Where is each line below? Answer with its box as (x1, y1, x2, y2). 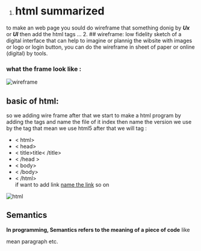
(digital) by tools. (6, 49, 48, 57)
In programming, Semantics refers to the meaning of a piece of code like (6, 226, 190, 233)
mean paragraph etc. (6, 238, 58, 245)
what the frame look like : (6, 64, 82, 73)
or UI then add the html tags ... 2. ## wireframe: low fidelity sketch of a (6, 30, 182, 37)
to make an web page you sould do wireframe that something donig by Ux (6, 24, 190, 31)
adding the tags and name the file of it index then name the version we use (6, 119, 192, 126)
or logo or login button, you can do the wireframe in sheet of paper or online (6, 43, 196, 51)
